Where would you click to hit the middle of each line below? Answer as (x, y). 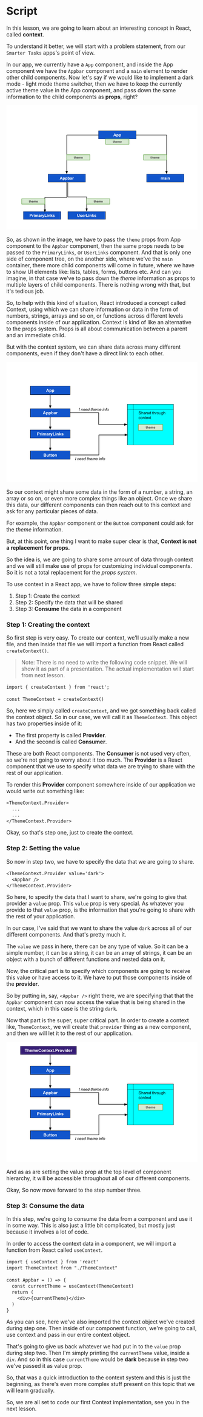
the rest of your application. (41, 916)
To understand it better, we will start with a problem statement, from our (96, 46)
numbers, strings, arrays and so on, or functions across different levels (95, 316)
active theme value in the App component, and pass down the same (91, 90)
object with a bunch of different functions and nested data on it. (86, 959)
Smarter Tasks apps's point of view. (51, 52)
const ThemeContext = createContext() (55, 700)
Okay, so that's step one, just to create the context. (70, 833)
